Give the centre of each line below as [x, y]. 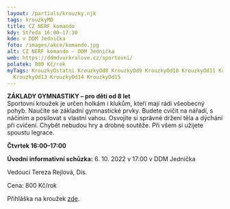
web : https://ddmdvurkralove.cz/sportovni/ [70, 58]
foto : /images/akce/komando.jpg [53, 45]
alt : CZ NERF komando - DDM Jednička [61, 52]
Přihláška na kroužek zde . [43, 199]
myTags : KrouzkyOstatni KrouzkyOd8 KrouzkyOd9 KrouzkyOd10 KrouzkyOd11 [111, 70]
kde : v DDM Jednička [37, 39]
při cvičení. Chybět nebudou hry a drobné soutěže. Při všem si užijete [105, 125]
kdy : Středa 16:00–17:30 [42, 32]
